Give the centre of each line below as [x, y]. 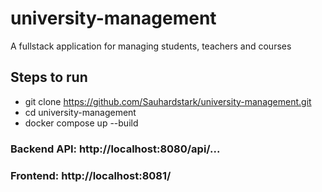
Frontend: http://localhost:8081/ [91, 175]
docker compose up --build [81, 123]
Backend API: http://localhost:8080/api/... [115, 149]
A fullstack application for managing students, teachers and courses [151, 46]
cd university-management [80, 112]
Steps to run [49, 77]
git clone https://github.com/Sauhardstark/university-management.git [168, 101]
